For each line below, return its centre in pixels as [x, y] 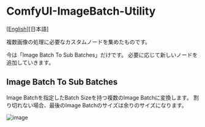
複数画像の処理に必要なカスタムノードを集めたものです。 [79, 42]
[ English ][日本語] [28, 29]
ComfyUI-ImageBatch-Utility [81, 11]
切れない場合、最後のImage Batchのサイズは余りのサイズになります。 [99, 105]
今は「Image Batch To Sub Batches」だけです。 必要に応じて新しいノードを [102, 55]
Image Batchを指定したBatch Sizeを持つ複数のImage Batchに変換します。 [99, 97]
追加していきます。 [30, 62]
